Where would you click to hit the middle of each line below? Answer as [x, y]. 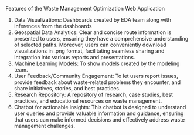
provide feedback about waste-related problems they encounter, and [97, 82]
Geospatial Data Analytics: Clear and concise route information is [93, 32]
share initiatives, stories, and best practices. [67, 88]
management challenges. [45, 126]
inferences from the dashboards [53, 26]
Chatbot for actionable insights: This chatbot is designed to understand [100, 107]
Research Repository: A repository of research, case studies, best [93, 95]
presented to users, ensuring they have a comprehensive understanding [101, 38]
